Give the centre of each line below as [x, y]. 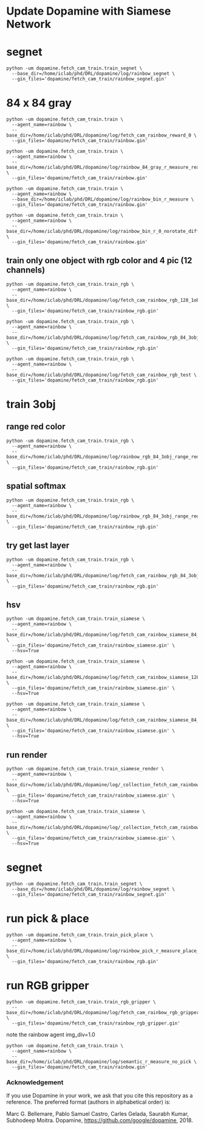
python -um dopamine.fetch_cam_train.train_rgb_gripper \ [81, 1002]
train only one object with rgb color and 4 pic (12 [99, 261]
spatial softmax [36, 486]
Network [29, 24]
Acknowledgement [35, 1082]
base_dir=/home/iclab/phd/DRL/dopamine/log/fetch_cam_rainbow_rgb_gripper [103, 1012]
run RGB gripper [48, 986]
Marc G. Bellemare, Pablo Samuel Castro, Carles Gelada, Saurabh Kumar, [98, 1114]
